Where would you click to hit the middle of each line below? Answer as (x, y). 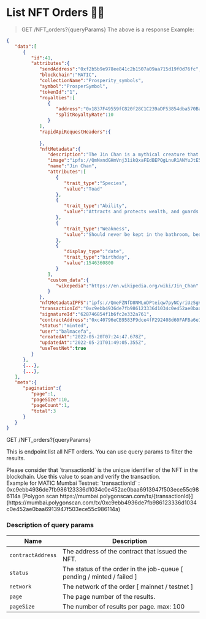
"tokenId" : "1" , (59, 92)
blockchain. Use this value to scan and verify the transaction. (83, 477)
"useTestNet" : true (63, 349)
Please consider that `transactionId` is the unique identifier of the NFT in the (102, 470)
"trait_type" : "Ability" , (96, 206)
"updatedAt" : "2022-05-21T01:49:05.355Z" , (93, 343)
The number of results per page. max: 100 (124, 606)
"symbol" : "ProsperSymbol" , (74, 86)
